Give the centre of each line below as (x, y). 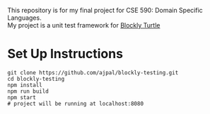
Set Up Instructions (65, 54)
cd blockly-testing (36, 79)
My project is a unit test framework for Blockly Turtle (84, 25)
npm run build (28, 91)
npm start (22, 97)
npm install (25, 85)
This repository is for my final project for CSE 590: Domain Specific (105, 10)
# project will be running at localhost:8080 (75, 103)
